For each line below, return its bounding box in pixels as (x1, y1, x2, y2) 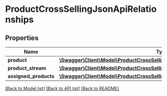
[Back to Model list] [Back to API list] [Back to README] (5, 86, 119, 91)
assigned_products (7, 73, 55, 80)
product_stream (7, 65, 46, 71)
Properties (5, 34, 39, 42)
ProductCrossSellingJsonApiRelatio (5, 3, 157, 15)
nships (5, 14, 34, 25)
